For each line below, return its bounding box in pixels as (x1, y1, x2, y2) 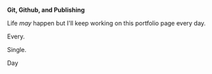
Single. (7, 46, 27, 53)
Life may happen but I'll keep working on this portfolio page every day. (7, 19, 207, 27)
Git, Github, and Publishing (7, 6, 85, 14)
